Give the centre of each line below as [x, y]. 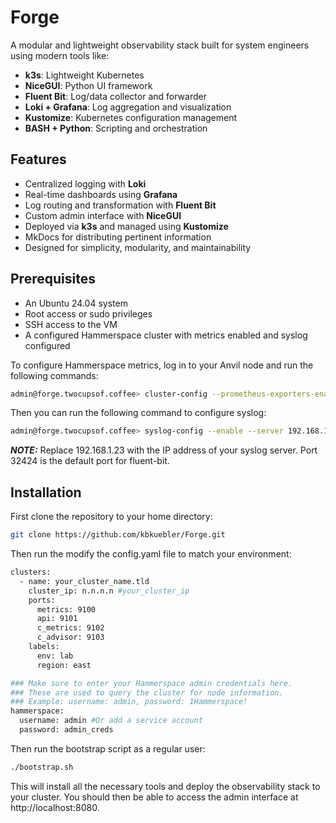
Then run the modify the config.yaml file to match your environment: [151, 554]
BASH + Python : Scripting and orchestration [116, 128]
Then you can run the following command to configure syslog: [138, 413]
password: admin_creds [66, 730]
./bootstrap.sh [42, 767]
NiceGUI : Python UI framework [88, 85]
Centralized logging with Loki [85, 183]
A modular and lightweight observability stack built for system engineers [160, 45]
